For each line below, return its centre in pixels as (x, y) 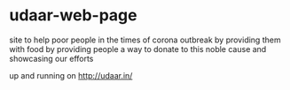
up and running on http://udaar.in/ (71, 75)
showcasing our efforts (51, 58)
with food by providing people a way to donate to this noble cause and (138, 49)
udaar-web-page (73, 15)
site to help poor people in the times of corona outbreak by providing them (145, 40)
